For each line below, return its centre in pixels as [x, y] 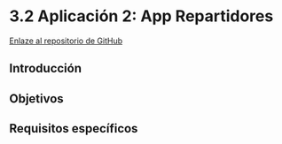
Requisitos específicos [74, 129]
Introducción [46, 68]
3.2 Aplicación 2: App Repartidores [141, 16]
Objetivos [36, 99]
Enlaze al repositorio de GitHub [66, 41]
